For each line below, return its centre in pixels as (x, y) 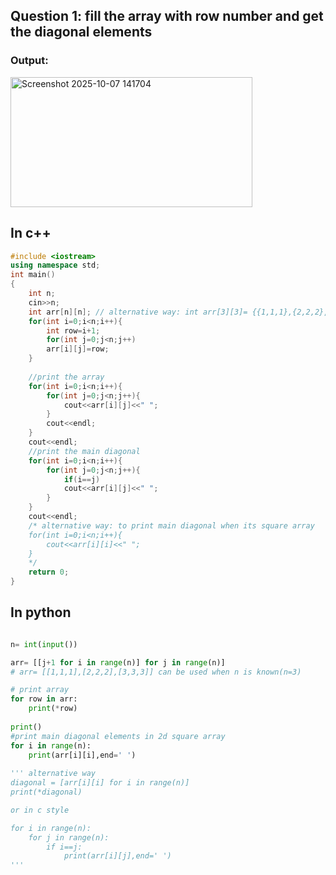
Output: (29, 61)
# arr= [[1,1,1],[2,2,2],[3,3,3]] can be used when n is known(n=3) (156, 672)
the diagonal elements (81, 32)
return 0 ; (49, 572)
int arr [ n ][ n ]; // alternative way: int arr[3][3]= (138, 312)
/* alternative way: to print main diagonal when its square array (171, 525)
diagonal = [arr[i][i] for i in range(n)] (100, 783)
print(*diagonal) (46, 792)
